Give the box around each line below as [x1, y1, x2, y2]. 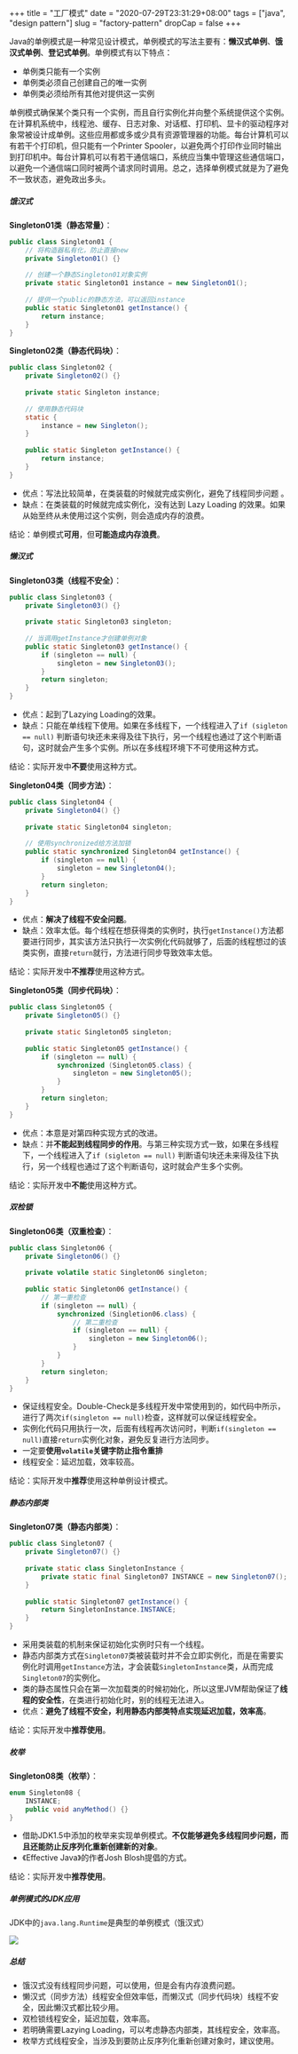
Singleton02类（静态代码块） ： [9, 346, 122, 356]
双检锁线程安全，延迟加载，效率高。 [21, 2013, 155, 2024]
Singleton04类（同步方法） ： [9, 780, 114, 791]
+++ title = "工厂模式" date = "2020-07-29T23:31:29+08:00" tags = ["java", [9, 8, 286, 18]
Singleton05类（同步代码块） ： [9, 985, 122, 996]
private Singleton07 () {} [25, 1548, 122, 1556]
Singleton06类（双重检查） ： [9, 1225, 114, 1237]
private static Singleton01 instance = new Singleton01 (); [25, 279, 248, 288]
